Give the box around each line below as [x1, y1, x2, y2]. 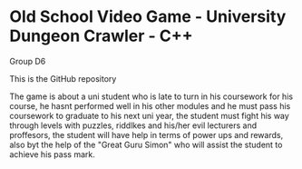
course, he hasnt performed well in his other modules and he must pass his [9, 100, 291, 111]
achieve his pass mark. [9, 148, 95, 160]
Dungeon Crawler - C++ [9, 25, 193, 46]
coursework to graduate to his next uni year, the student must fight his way [9, 110, 290, 121]
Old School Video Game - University [9, 6, 287, 27]
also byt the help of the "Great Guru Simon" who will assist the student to [9, 139, 283, 150]
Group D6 [9, 55, 46, 66]
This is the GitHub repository [9, 73, 117, 84]
